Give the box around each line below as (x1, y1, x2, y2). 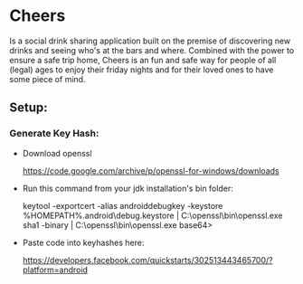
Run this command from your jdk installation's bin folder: (22, 183, 233, 194)
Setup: (9, 100, 48, 116)
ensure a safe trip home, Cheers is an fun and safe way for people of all (9, 54, 277, 65)
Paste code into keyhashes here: (22, 237, 145, 248)
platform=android (22, 264, 89, 275)
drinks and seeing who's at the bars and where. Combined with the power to (9, 44, 295, 55)
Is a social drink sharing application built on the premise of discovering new (9, 35, 291, 46)
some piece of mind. (9, 73, 86, 84)
